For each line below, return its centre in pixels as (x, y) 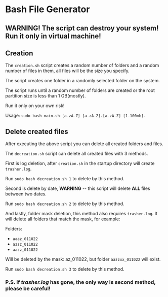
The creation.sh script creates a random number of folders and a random (82, 65)
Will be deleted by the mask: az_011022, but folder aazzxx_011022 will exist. (83, 259)
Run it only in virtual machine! (53, 36)
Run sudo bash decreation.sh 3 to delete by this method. (65, 269)
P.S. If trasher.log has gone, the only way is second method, (80, 282)
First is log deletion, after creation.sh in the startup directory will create (80, 163)
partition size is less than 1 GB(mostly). (46, 96)
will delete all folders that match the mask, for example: (63, 219)
